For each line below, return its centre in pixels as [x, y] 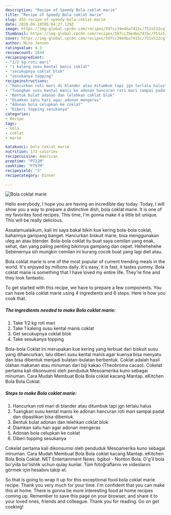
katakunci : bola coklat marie [37, 147]
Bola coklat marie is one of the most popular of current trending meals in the [85, 262]
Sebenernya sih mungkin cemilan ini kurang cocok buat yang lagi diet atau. [84, 252]
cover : [12, 39]
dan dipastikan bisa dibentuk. [44, 417]
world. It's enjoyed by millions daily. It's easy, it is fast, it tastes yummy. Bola [85, 267]
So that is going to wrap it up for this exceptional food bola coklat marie [80, 480]
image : [12, 29]
